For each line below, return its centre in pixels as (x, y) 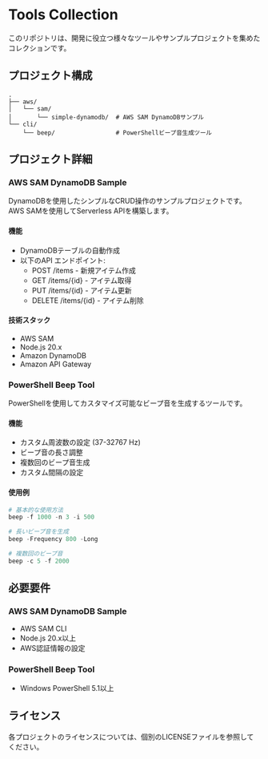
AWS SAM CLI (43, 629)
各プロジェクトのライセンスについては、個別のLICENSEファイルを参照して (131, 737)
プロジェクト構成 (50, 76)
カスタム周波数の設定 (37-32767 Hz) (80, 442)
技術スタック (29, 320)
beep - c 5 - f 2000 (39, 561)
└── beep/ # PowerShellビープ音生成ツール (117, 133)
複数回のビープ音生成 (55, 462)
